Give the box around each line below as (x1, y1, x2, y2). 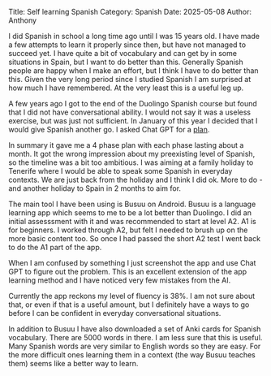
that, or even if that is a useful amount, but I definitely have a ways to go (8, 300, 250, 309)
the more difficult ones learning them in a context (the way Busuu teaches (8, 350, 256, 360)
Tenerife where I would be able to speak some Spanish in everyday (8, 166, 233, 175)
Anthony (8, 15, 37, 25)
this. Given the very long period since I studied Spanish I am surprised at (8, 75, 252, 84)
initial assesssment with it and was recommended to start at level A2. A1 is (8, 217, 257, 226)
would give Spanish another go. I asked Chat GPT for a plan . (8, 125, 210, 134)
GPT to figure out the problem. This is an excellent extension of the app (8, 267, 247, 276)
